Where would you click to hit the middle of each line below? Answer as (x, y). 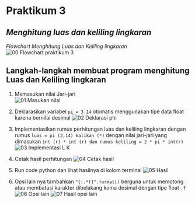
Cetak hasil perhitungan (43, 159)
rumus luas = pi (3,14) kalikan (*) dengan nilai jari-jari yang (91, 135)
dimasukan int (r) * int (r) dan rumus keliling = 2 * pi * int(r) (99, 141)
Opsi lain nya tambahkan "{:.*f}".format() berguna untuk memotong (99, 181)
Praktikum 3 (36, 11)
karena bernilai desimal (43, 117)
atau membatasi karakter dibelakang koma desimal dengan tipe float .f (100, 187)
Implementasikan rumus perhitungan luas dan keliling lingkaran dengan (100, 129)
